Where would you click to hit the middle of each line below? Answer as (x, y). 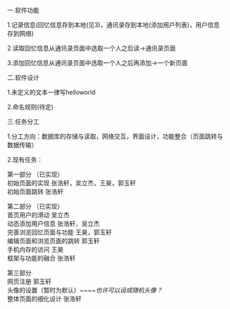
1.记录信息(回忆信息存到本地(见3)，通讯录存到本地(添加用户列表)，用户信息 (113, 25)
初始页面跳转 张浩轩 (35, 191)
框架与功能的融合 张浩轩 (41, 258)
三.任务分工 (23, 122)
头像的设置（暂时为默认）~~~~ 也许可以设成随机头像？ (85, 290)
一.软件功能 (23, 10)
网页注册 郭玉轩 (29, 281)
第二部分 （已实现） (35, 206)
